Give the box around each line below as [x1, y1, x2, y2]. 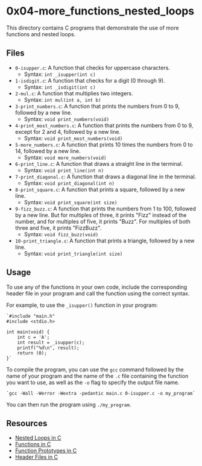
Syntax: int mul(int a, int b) [24, 96, 101, 103]
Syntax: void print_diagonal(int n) [24, 179, 115, 186]
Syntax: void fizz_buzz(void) [24, 230, 99, 238]
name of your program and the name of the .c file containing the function [6, 372, 189, 379]
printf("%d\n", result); [17, 345, 80, 351]
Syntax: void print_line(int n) [24, 166, 104, 174]
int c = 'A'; [17, 334, 50, 340]
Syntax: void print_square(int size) [24, 198, 118, 206]
